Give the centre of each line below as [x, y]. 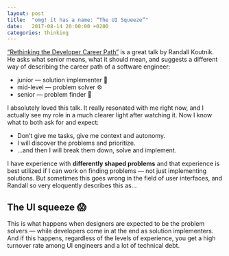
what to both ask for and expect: [53, 123]
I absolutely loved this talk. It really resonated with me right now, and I [106, 108]
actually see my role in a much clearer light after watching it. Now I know [110, 115]
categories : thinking [38, 33]
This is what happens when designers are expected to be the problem [106, 224]
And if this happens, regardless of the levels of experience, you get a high [111, 238]
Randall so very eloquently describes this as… [72, 185]
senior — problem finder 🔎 [54, 95]
